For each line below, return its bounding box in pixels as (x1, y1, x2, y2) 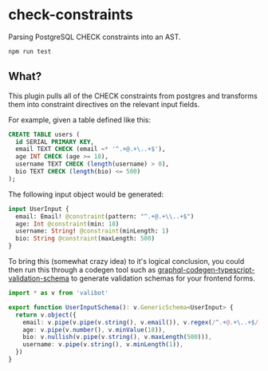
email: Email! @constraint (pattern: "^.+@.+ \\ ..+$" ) (15, 212, 195, 221)
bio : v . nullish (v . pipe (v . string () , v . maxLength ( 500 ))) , (22, 333, 213, 341)
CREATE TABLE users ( (8, 130, 81, 138)
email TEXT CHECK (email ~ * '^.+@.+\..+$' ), (15, 146, 166, 154)
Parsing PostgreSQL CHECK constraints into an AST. (8, 32, 181, 42)
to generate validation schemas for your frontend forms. (70, 273, 255, 283)
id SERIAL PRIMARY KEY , (15, 138, 94, 146)
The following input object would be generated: (8, 189, 164, 199)
